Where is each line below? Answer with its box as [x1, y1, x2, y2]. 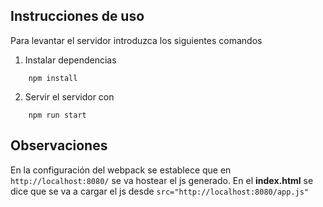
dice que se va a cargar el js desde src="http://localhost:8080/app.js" [10, 185, 309, 197]
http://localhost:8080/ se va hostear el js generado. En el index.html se [10, 174, 314, 186]
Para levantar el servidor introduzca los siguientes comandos [10, 34, 263, 46]
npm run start [28, 110, 87, 120]
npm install [28, 73, 78, 83]
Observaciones [10, 137, 108, 154]
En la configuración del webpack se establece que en [10, 164, 232, 176]
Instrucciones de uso [10, 8, 145, 25]
